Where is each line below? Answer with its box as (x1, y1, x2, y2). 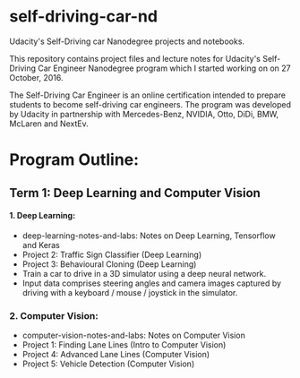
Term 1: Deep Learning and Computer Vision (9, 185, 261, 201)
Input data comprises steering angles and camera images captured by (21, 278, 282, 288)
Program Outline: (9, 150, 140, 170)
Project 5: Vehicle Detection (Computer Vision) (21, 358, 195, 369)
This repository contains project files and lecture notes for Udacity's (9, 53, 261, 64)
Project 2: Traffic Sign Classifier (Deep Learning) (21, 249, 202, 260)
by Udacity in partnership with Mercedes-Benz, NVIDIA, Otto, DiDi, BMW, (9, 108, 279, 119)
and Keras (21, 239, 60, 250)
